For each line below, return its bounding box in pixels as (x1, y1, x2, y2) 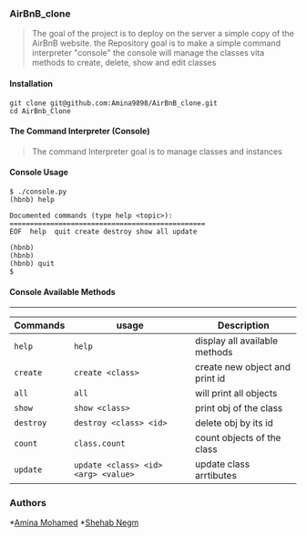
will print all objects (195, 387, 278, 400)
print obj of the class (195, 402, 283, 415)
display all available (195, 334, 279, 347)
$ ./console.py (9, 186, 67, 196)
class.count (74, 438, 126, 449)
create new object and (195, 361, 291, 374)
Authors (9, 497, 47, 510)
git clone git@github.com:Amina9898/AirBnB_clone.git (9, 99, 219, 108)
